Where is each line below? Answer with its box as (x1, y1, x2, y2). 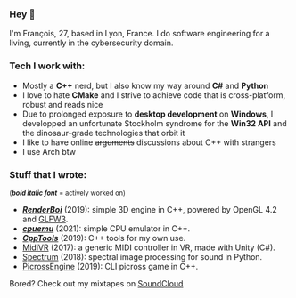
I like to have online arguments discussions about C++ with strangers (21, 137, 276, 148)
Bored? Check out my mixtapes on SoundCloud (9, 278, 184, 288)
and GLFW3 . (21, 213, 69, 224)
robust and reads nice (21, 99, 103, 109)
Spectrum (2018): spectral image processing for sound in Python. (21, 251, 263, 262)
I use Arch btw (21, 146, 76, 157)
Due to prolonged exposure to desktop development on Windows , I (21, 109, 274, 119)
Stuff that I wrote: (9, 168, 87, 181)
